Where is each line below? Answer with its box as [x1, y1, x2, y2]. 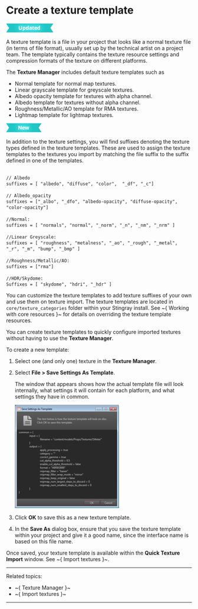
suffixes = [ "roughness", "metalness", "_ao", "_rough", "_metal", [6, 240, 178, 246]
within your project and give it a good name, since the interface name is [14, 532, 189, 539]
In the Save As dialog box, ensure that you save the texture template [14, 525, 181, 532]
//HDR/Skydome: [6, 276, 44, 281]
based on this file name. [14, 537, 74, 545]
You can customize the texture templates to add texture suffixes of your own [6, 291, 192, 299]
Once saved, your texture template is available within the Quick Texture [6, 549, 180, 556]
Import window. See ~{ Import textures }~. [6, 555, 110, 562]
